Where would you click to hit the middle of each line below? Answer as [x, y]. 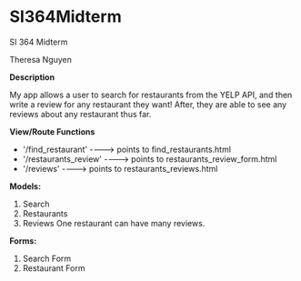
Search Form [47, 258]
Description [32, 77]
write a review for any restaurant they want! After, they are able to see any [148, 104]
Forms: [23, 241]
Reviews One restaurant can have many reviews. [114, 223]
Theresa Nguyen [41, 59]
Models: [25, 186]
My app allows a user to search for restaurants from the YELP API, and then [151, 95]
